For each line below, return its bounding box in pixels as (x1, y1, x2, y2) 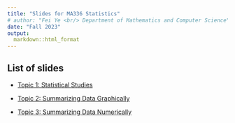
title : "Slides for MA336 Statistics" (7, 10, 120, 17)
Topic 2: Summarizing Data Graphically (17, 94, 130, 102)
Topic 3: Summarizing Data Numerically (17, 108, 132, 116)
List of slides (7, 62, 64, 74)
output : (7, 29, 30, 37)
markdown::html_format (13, 36, 80, 43)
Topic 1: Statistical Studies (17, 80, 93, 89)
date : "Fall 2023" (7, 23, 61, 30)
